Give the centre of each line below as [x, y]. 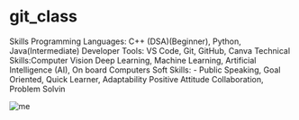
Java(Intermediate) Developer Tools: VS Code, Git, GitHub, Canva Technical [150, 50]
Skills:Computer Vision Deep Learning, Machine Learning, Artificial [133, 60]
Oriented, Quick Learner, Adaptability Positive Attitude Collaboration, [136, 79]
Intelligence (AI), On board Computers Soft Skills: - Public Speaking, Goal [145, 70]
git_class [44, 17]
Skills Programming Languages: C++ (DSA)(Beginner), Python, [125, 41]
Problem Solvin [37, 89]
